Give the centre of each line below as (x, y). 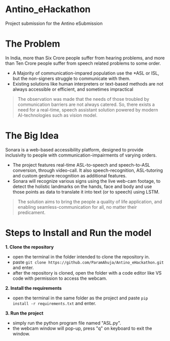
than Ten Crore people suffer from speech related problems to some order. (83, 63)
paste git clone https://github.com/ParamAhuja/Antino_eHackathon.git (88, 262)
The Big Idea (32, 136)
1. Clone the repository (30, 247)
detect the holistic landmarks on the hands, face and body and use (82, 186)
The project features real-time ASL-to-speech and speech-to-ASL (81, 165)
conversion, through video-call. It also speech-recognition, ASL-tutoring (88, 170)
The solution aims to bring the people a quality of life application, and (90, 202)
